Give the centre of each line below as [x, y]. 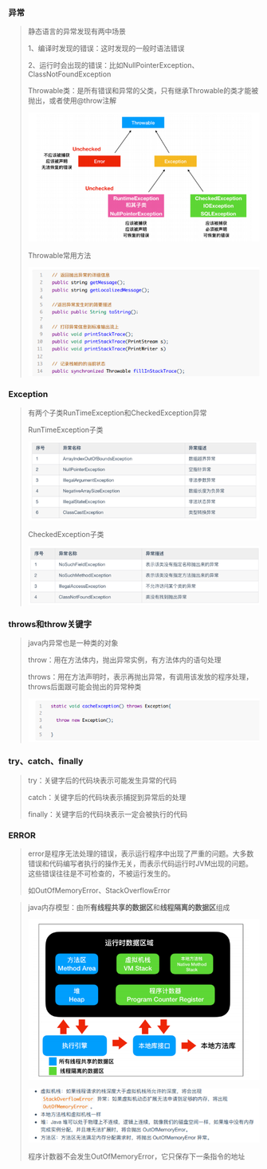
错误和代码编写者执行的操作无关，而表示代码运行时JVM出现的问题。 [140, 863]
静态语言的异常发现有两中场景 [77, 31]
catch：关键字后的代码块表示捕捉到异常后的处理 [107, 797]
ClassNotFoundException [69, 74]
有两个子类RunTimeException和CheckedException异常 [117, 413]
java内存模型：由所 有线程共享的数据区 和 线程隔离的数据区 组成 [129, 907]
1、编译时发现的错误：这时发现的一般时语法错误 [106, 49]
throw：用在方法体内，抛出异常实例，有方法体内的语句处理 [124, 660]
